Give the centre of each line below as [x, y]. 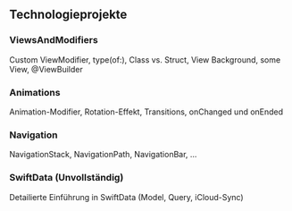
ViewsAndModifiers [54, 40]
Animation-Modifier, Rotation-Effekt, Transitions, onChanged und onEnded [146, 112]
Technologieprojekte [68, 15]
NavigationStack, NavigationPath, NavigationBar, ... [103, 155]
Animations [35, 92]
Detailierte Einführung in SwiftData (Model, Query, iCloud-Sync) [126, 197]
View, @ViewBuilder [46, 69]
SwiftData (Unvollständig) [67, 178]
